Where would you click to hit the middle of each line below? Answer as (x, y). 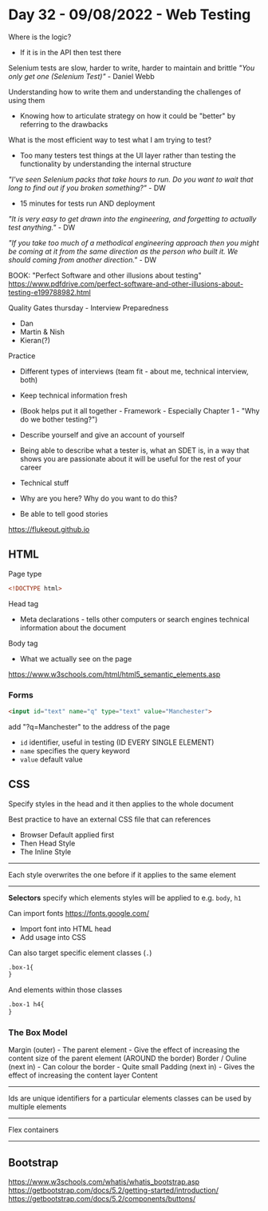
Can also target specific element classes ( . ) (80, 953)
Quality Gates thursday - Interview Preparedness (89, 308)
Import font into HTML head (65, 929)
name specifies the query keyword (75, 750)
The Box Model (38, 1033)
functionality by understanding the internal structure (105, 164)
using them (27, 100)
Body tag (23, 643)
